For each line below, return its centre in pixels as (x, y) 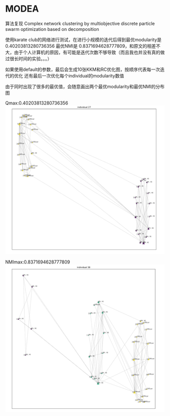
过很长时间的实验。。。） (29, 58)
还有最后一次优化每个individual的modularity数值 (74, 75)
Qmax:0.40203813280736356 (37, 103)
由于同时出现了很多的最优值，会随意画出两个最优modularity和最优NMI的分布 (85, 86)
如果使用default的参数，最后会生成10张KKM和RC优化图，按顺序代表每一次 (83, 69)
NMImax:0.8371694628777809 (38, 262)
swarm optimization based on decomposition (52, 29)
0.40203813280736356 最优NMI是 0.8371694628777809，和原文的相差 (81, 46)
